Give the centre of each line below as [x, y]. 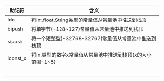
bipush [15, 29]
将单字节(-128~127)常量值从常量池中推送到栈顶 [87, 29]
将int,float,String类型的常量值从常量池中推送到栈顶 [89, 20]
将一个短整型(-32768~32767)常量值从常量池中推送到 [93, 38]
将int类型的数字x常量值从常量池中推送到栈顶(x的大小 [92, 55]
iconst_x [17, 58]
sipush [15, 42]
